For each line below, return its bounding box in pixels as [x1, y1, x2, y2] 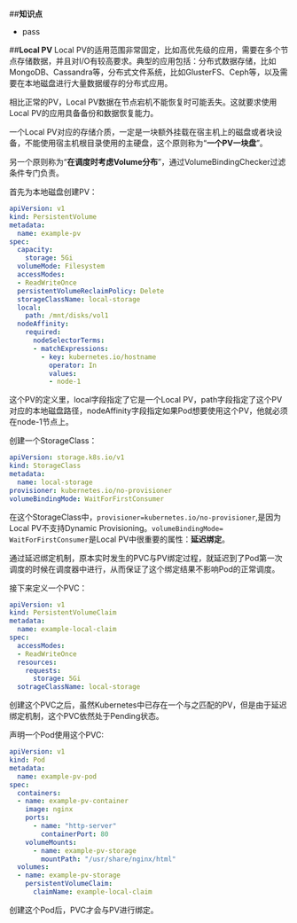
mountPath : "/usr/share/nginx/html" [41, 855, 176, 864]
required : [25, 328, 62, 337]
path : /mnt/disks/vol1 [25, 311, 109, 320]
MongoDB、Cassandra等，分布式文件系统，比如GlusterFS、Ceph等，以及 [9, 66, 281, 77]
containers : [17, 788, 62, 797]
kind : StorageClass [9, 461, 82, 471]
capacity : [17, 246, 53, 254]
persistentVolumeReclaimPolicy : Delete [17, 286, 165, 295]
